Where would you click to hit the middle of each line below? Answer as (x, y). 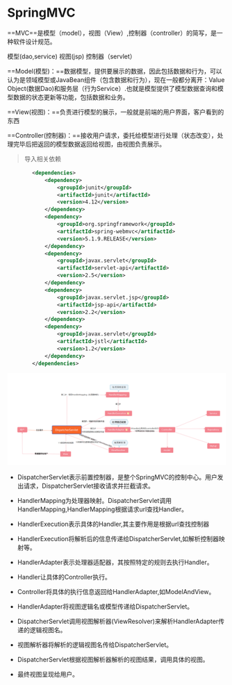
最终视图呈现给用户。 (48, 675)
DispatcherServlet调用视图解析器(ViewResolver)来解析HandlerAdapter (118, 621)
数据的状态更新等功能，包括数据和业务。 (71, 97)
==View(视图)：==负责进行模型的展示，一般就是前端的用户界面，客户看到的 (116, 112)
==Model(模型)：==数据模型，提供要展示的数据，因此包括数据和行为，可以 (115, 71)
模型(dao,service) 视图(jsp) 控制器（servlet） (72, 56)
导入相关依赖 (42, 158)
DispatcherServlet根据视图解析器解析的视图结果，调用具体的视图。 (113, 660)
